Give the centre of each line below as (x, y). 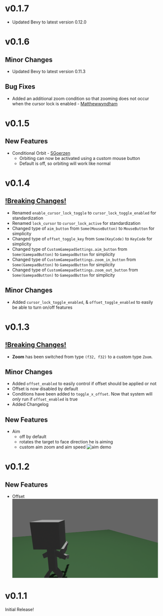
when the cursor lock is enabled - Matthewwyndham (65, 103)
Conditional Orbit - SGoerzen (41, 153)
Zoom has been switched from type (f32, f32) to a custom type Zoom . (82, 357)
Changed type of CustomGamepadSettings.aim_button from (70, 249)
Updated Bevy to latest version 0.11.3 (49, 71)
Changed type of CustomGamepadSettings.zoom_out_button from (75, 270)
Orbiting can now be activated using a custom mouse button (80, 158)
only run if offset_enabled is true (45, 399)
